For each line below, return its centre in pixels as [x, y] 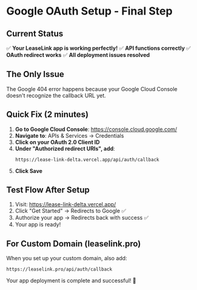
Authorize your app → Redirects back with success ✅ [82, 218]
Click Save [28, 170]
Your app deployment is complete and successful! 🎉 [71, 281]
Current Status [35, 34]
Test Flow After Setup [48, 190]
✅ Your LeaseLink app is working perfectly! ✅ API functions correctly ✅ [98, 48]
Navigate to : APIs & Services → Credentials [69, 135]
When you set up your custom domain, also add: [67, 258]
